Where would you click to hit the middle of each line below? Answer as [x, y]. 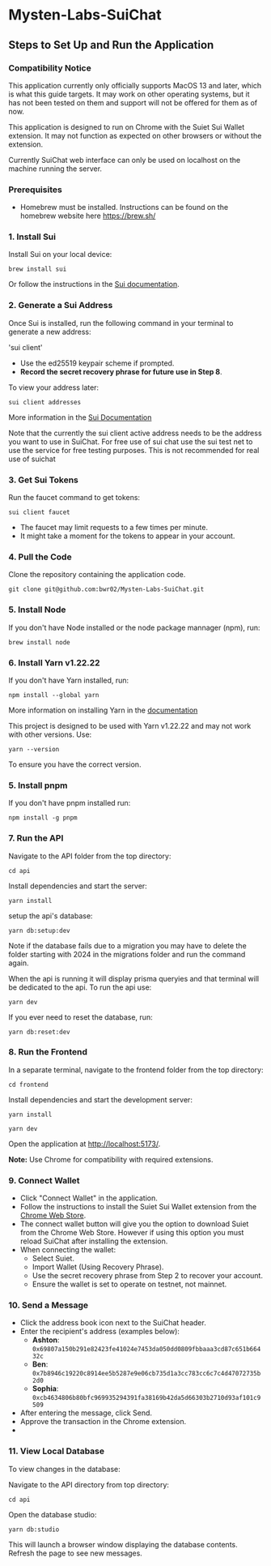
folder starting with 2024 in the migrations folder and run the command [127, 954]
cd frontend [28, 1085]
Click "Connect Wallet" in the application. [89, 1198]
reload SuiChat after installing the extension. [94, 1241]
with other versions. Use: [50, 734]
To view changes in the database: [64, 1469]
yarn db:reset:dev [39, 1032]
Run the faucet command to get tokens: [74, 498]
